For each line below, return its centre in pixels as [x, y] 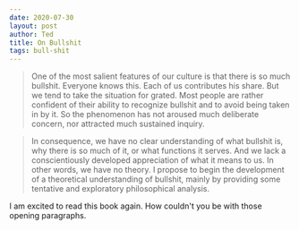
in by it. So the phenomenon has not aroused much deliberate [145, 115]
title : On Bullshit [46, 43]
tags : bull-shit [39, 51]
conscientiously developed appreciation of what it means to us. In [153, 160]
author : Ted [31, 34]
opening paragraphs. [48, 216]
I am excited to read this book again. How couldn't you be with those [136, 206]
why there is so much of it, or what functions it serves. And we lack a [158, 151]
